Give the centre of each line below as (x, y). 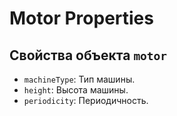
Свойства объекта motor (88, 55)
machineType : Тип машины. (79, 79)
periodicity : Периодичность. (86, 100)
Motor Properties (81, 18)
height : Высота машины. (76, 90)
